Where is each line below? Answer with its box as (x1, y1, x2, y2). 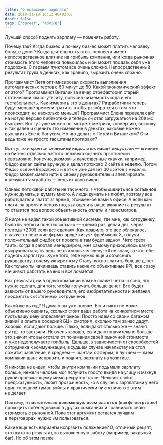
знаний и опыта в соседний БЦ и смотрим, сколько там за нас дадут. (5, 318, 149, 324)
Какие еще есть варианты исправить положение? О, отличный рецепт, (5, 424, 152, 430)
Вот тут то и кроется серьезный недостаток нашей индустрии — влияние (5, 146, 158, 151)
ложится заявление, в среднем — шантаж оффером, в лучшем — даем (5, 350, 154, 356)
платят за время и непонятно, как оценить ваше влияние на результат (5, 202, 152, 208)
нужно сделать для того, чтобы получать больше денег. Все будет (5, 283, 144, 289)
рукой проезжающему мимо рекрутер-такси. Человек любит (5, 375, 133, 381)
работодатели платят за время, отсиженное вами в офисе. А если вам (5, 196, 152, 203)
